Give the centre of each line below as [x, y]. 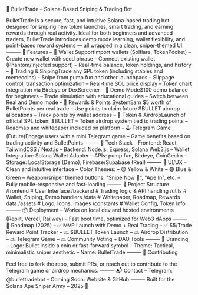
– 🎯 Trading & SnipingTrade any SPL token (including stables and [85, 71]
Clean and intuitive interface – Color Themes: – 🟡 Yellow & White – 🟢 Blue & [99, 169]
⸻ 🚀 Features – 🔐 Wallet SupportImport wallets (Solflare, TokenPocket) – [99, 52]
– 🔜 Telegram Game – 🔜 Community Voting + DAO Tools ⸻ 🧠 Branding [97, 239]
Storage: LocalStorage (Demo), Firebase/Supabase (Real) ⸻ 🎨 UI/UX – [96, 162]
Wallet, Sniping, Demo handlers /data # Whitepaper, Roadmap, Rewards [93, 197]
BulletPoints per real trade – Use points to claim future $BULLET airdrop [93, 108]
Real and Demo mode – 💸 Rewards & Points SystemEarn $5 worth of [89, 102]
